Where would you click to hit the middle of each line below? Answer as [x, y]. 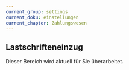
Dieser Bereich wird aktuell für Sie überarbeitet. [65, 62]
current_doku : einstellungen [42, 17]
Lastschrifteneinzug [45, 47]
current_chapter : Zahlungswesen [46, 23]
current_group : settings [37, 12]
